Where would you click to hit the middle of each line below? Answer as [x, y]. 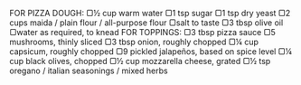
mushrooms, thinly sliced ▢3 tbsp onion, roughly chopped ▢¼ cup [134, 42]
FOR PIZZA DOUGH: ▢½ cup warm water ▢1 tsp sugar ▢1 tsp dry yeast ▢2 [150, 13]
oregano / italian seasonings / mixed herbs [89, 71]
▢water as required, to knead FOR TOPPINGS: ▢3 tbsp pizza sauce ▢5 [142, 32]
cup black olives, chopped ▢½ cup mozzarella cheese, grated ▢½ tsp [140, 61]
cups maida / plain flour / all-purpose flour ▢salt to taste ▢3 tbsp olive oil [146, 23]
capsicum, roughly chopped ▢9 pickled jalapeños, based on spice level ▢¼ [150, 52]
